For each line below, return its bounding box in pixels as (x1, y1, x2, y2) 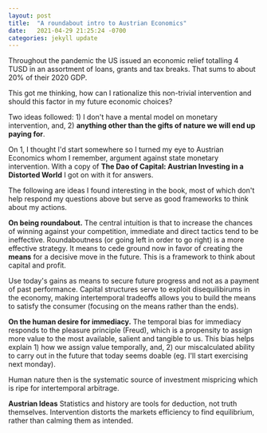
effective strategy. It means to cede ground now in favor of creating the (8, 244, 243, 253)
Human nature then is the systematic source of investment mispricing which (8, 375, 258, 384)
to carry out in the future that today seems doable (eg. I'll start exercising (8, 351, 249, 360)
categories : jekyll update (8, 34, 98, 42)
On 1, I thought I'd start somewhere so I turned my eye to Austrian (8, 145, 225, 154)
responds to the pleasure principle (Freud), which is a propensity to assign (8, 325, 253, 336)
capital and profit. (8, 260, 66, 270)
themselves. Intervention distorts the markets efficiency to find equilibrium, (8, 407, 255, 417)
